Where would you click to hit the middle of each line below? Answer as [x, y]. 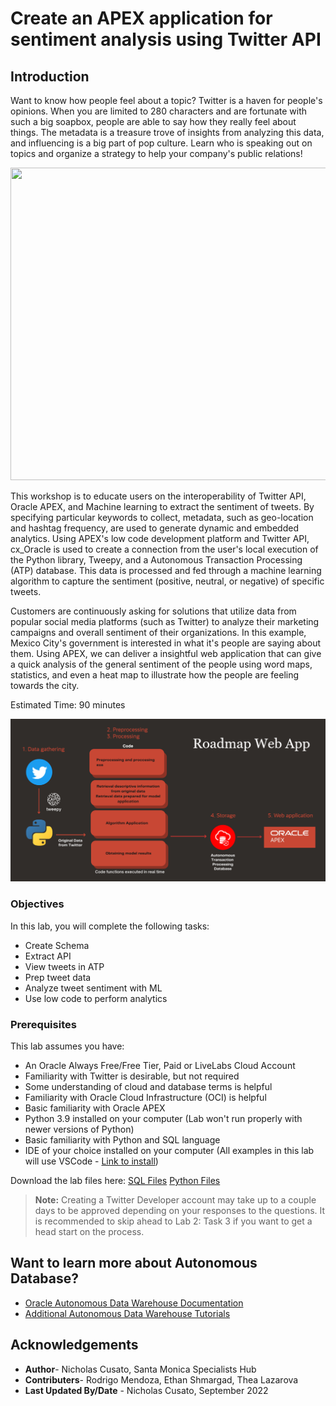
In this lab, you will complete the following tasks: [110, 926]
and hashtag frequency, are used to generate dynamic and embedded [154, 528]
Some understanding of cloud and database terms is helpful [148, 1086]
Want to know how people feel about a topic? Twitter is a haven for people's [166, 100]
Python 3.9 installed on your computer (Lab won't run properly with [163, 1118]
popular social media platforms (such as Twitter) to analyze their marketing [165, 621]
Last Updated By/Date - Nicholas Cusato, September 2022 [146, 1390]
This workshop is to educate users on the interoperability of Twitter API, [158, 496]
